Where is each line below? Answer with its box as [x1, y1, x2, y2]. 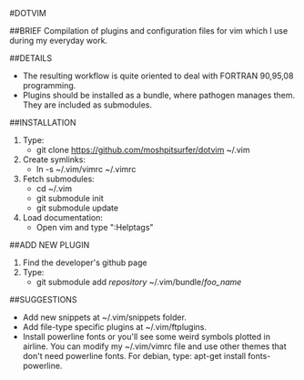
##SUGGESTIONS [9, 294, 77, 304]
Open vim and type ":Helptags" [35, 222, 154, 232]
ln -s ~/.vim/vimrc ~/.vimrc [35, 164, 137, 174]
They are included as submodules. [22, 99, 153, 110]
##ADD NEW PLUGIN [9, 240, 90, 250]
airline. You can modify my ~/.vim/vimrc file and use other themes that [22, 341, 287, 352]
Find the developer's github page [22, 257, 147, 268]
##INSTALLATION [9, 118, 76, 128]
